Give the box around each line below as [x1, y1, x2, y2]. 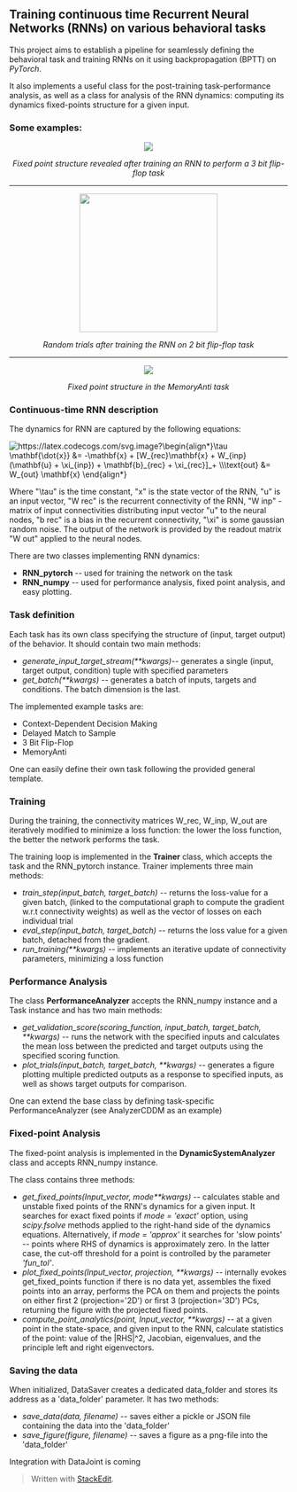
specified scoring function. [21, 1051, 121, 1061]
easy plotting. [21, 587, 72, 598]
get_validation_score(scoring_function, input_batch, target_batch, [21, 1022, 262, 1033]
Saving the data [9, 1364, 78, 1377]
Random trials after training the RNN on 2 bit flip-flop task [42, 340, 255, 350]
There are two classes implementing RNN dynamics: [9, 551, 201, 561]
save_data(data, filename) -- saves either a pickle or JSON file [21, 1410, 251, 1421]
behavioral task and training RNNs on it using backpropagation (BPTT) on [9, 53, 277, 65]
